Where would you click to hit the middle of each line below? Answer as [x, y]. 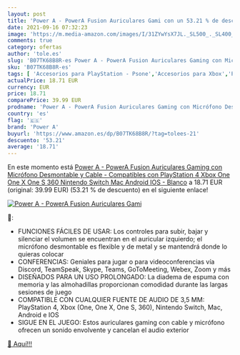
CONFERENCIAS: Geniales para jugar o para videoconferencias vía [116, 262]
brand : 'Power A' [33, 127]
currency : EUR [29, 87]
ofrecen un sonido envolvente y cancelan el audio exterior [103, 330]
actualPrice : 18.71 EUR [43, 80]
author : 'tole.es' [35, 54]
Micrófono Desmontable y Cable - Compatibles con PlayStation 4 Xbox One [119, 175]
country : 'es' [29, 114]
